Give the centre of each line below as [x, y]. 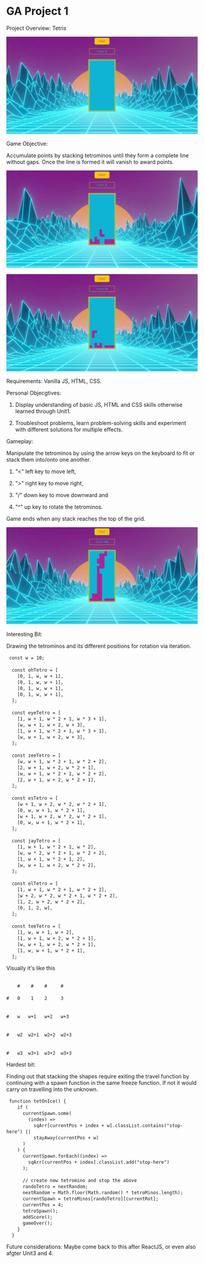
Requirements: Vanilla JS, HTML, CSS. [54, 381]
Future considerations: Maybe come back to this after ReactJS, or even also [101, 1247]
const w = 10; [27, 658]
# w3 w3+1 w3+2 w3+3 [39, 1053]
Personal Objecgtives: [34, 393]
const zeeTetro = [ [36, 755]
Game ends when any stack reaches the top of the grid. [76, 518]
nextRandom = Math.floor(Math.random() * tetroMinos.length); [103, 1193]
